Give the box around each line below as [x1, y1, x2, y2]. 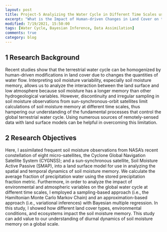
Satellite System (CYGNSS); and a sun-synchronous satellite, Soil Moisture [5, 157, 158, 163]
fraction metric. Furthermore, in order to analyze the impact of [5, 178, 133, 184]
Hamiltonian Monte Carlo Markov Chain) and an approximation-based [5, 194, 148, 200]
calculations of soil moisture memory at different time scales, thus [5, 103, 140, 109]
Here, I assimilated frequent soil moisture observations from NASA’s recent [5, 147, 158, 153]
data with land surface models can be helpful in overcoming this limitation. [5, 119, 158, 125]
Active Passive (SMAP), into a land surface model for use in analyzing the [5, 162, 156, 169]
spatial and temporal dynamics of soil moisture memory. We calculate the [5, 168, 156, 174]
